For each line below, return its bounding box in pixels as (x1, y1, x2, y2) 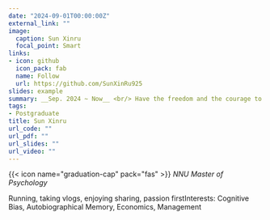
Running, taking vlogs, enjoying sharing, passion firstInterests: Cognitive (8, 193, 250, 203)
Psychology (8, 178, 48, 188)
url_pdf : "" (8, 132, 49, 140)
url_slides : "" (8, 139, 60, 148)
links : (8, 49, 31, 57)
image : (8, 27, 31, 35)
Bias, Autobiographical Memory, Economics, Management (8, 202, 202, 212)
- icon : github (8, 57, 60, 66)
